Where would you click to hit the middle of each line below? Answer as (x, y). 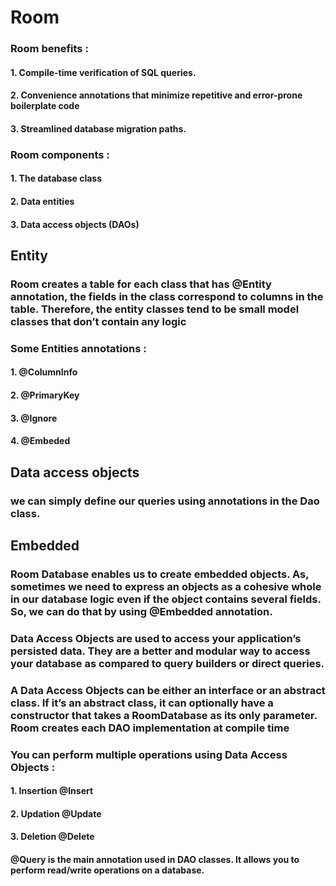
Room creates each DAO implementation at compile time (150, 728)
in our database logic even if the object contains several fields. (166, 599)
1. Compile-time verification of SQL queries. (103, 72)
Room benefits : (49, 49)
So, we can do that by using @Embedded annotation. (141, 611)
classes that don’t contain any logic (98, 321)
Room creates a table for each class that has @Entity (141, 284)
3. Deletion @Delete (52, 837)
